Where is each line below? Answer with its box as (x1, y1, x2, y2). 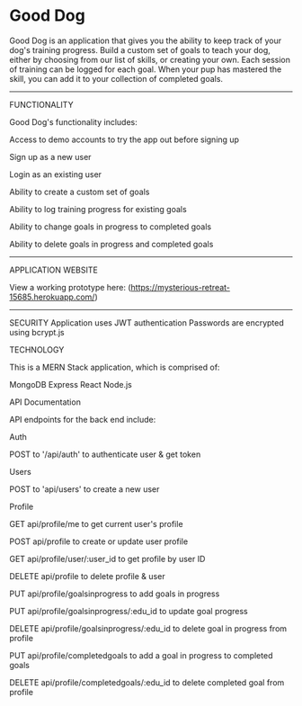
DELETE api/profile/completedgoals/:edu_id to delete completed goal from (9, 676, 285, 688)
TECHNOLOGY (9, 344, 65, 355)
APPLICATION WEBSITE (9, 264, 99, 275)
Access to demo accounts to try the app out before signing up (9, 134, 240, 145)
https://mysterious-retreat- (130, 282, 231, 292)
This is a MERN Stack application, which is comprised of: (9, 362, 220, 372)
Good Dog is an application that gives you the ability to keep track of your (9, 35, 281, 46)
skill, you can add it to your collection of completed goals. (9, 73, 223, 84)
